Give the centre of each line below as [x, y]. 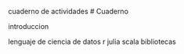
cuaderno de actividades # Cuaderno [69, 11]
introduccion [29, 26]
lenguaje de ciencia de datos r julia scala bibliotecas [92, 41]
